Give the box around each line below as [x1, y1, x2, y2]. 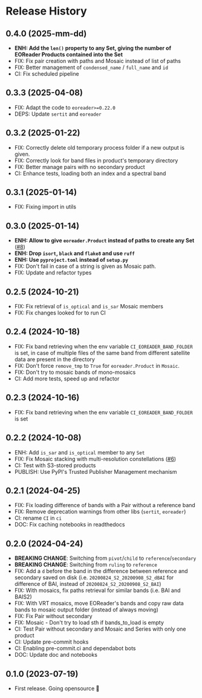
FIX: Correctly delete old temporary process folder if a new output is [14, 144, 185, 151]
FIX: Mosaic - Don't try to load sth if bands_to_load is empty [14, 619, 165, 627]
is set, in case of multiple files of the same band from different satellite [14, 349, 191, 356]
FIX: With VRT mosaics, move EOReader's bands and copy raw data [14, 600, 184, 607]
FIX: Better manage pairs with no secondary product [14, 163, 146, 170]
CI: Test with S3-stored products [14, 462, 96, 469]
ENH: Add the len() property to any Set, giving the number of [14, 44, 172, 52]
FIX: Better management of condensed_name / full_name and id [14, 64, 169, 71]
